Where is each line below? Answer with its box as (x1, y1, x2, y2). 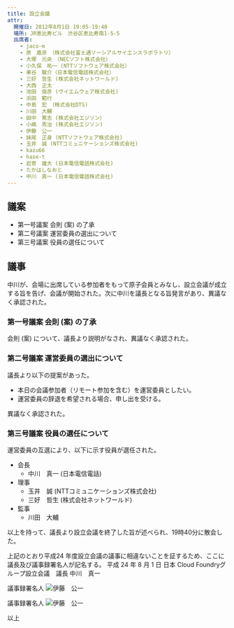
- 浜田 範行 (20, 95, 52, 102)
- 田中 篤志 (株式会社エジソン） (20, 114, 105, 121)
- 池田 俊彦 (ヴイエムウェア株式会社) (20, 88, 119, 95)
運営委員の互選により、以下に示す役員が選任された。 (7, 446, 161, 454)
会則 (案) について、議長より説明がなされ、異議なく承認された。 (7, 334, 192, 343)
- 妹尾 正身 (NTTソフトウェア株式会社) (20, 134, 124, 141)
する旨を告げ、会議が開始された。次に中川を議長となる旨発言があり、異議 (7, 289, 221, 298)
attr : (7, 17, 23, 24)
